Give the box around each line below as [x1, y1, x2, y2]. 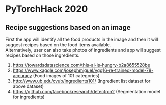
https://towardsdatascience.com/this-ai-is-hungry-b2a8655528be [12, 62, 151, 68]
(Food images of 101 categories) [33, 73, 100, 78]
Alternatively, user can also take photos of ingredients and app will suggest [5, 47, 161, 53]
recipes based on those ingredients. [5, 52, 80, 58]
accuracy [12, 73, 32, 78]
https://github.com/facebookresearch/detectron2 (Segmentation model [12, 89, 161, 94]
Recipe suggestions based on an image [5, 23, 131, 32]
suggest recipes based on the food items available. [5, 42, 111, 48]
